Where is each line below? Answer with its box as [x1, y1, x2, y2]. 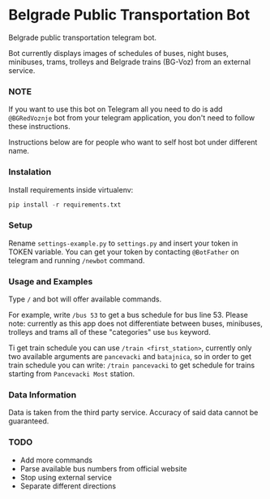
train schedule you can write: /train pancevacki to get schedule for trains [8, 360, 255, 370]
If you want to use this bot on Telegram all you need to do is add [8, 104, 223, 115]
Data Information [8, 388, 77, 400]
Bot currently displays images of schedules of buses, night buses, [8, 48, 229, 58]
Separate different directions [19, 481, 116, 491]
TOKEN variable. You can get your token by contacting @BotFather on [8, 246, 239, 257]
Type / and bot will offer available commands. [8, 294, 162, 304]
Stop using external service [19, 472, 112, 482]
